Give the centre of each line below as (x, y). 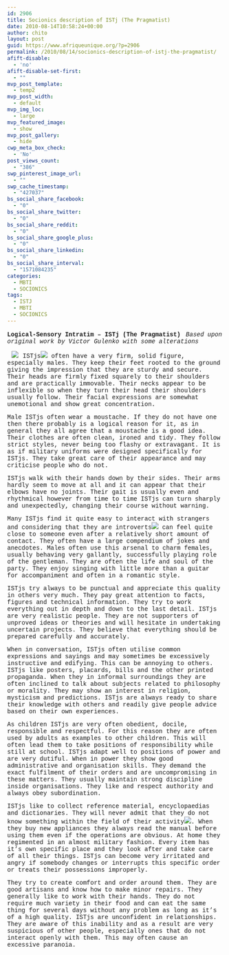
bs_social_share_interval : (46, 263)
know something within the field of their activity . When (110, 821)
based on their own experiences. (63, 711)
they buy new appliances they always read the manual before (112, 828)
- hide (23, 142)
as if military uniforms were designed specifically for (105, 451)
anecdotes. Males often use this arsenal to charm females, (110, 548)
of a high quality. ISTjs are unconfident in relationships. (112, 917)
